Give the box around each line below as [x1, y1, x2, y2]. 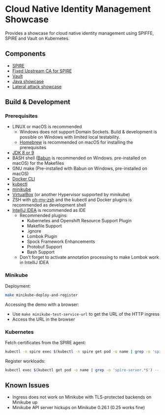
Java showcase [12, 78, 44, 84]
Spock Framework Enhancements [27, 238, 95, 244]
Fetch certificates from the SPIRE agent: [5, 339, 86, 345]
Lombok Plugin [27, 234, 57, 239]
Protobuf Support [27, 244, 62, 250]
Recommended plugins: [19, 212, 68, 218]
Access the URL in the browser [12, 316, 75, 322]
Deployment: [5, 283, 31, 289]
